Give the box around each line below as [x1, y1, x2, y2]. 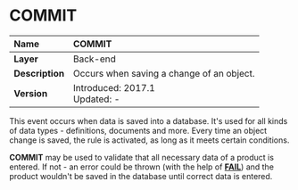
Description [13, 67, 65, 79]
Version [13, 87, 48, 99]
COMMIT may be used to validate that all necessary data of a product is [9, 152, 275, 162]
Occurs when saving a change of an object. [72, 67, 256, 79]
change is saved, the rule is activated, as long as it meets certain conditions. [9, 135, 290, 145]
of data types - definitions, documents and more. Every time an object [9, 125, 268, 136]
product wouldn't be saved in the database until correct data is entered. [9, 170, 273, 181]
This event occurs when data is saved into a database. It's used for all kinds [9, 115, 288, 126]
